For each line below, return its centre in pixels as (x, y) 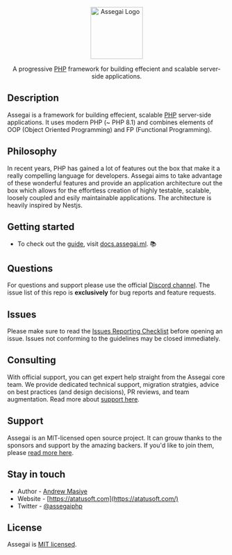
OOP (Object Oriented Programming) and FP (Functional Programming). (109, 129)
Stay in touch (36, 475)
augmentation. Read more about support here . (74, 399)
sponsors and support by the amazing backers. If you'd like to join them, (110, 445)
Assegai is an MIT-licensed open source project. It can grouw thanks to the (115, 438)
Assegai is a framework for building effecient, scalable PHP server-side (109, 115)
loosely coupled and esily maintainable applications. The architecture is (109, 197)
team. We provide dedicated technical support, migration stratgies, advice (113, 384)
